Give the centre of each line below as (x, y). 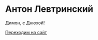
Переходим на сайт (26, 32)
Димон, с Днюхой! (25, 23)
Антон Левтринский (49, 9)
